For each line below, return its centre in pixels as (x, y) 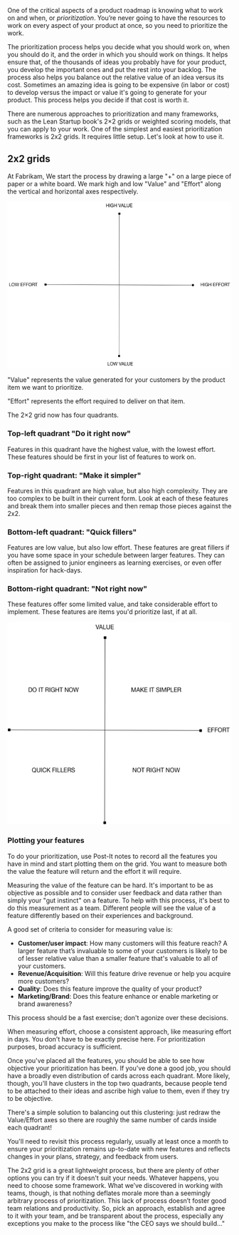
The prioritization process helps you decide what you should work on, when (118, 47)
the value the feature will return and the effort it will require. (95, 871)
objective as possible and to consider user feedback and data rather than (115, 892)
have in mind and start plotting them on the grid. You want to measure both (117, 864)
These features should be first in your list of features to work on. (102, 457)
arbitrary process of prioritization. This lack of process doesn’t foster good (117, 1200)
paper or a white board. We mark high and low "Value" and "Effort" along (115, 183)
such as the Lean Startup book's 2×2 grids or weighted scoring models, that (119, 121)
